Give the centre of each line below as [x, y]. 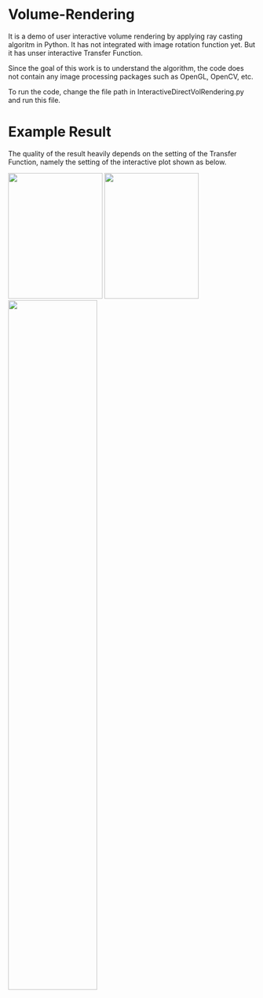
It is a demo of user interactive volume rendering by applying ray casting [126, 36]
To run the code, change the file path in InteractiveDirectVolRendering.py [126, 91]
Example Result [60, 132]
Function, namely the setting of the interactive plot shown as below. [117, 162]
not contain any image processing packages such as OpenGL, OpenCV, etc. [131, 76]
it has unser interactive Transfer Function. [75, 53]
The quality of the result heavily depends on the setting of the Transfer [122, 153]
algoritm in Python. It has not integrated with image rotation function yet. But [132, 44]
